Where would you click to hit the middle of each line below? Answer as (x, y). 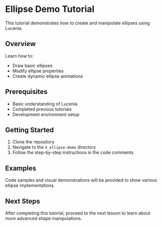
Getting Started (30, 130)
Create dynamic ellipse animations (48, 76)
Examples (21, 168)
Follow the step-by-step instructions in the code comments (73, 152)
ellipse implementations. (30, 186)
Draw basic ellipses (32, 65)
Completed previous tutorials (42, 109)
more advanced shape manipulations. (44, 218)
